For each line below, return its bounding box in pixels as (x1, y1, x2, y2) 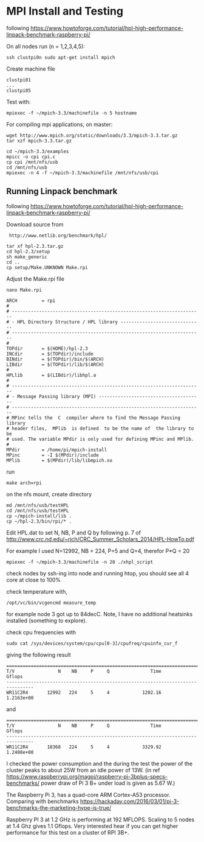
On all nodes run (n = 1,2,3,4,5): (6, 43, 85, 50)
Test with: (6, 98, 31, 105)
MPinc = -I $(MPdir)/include (6, 452, 99, 458)
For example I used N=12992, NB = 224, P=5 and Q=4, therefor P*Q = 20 (6, 547, 190, 555)
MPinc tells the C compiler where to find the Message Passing (12, 415, 181, 421)
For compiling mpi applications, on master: (6, 121, 113, 128)
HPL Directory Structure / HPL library (17, 318, 118, 325)
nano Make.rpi (6, 287, 42, 293)
